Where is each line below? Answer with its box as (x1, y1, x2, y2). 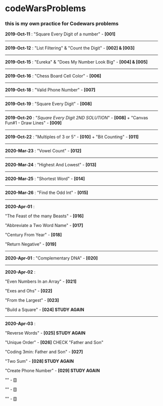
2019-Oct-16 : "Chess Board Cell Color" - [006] (5, 73, 101, 79)
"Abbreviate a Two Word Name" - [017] (5, 223, 83, 228)
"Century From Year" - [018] (5, 232, 62, 238)
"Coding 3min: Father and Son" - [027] (5, 349, 83, 355)
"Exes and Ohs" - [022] (5, 288, 52, 294)
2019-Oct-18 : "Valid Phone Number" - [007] (5, 87, 96, 93)
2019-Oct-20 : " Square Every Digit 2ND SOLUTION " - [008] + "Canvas (5, 115, 148, 121)
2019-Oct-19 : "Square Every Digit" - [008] (5, 101, 92, 107)
